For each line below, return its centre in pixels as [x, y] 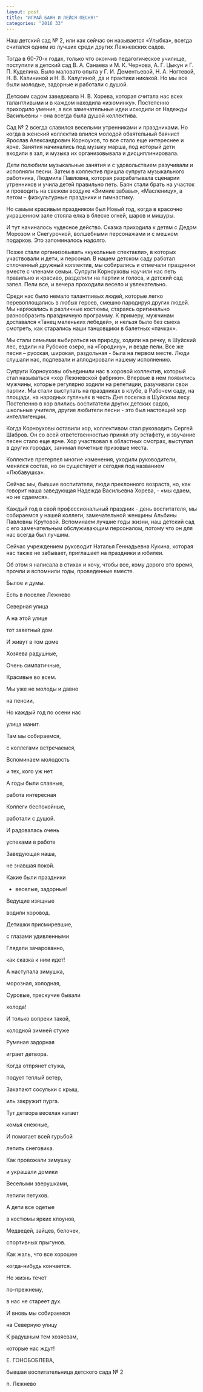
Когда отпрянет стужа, [36, 1066]
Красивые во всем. [31, 677]
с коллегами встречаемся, [41, 748]
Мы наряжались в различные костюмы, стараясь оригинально [88, 309]
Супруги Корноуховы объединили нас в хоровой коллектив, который [96, 371]
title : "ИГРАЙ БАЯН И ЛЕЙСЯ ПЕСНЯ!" [52, 18]
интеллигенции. [27, 416]
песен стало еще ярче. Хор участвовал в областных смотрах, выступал [100, 441]
